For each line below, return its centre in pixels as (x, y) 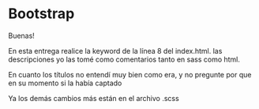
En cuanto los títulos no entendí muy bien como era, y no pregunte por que (130, 74)
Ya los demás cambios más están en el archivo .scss (94, 98)
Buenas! (22, 36)
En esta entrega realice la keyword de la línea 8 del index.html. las (115, 51)
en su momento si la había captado (65, 83)
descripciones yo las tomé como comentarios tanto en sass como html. (124, 59)
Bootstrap (41, 14)
